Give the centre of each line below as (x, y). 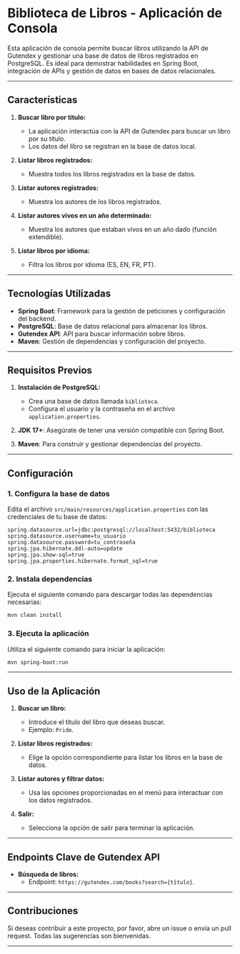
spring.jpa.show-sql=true (46, 555)
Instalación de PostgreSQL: (59, 388)
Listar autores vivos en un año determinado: (85, 215)
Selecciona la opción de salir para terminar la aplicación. (111, 828)
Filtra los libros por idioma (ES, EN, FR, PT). (92, 264)
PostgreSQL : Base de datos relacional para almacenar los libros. (112, 326)
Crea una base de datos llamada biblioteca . (94, 401)
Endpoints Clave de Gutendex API (84, 857)
